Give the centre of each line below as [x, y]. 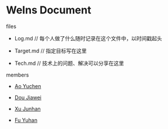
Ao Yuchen [28, 86]
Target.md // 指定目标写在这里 [50, 51]
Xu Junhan [27, 109]
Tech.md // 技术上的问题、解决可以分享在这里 [69, 63]
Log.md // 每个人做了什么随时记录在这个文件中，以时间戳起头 [88, 38]
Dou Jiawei [28, 97]
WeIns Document [49, 10]
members [17, 75]
